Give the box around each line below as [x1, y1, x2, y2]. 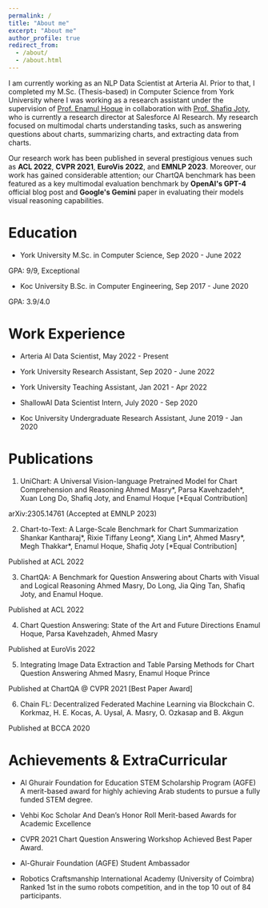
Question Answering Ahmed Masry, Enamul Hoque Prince [19, 668, 210, 678]
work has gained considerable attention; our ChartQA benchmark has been [8, 170, 256, 180]
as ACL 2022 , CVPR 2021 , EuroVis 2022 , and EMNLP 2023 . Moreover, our [8, 162, 257, 171]
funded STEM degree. [19, 794, 94, 804]
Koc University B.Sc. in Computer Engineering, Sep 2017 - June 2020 [19, 281, 250, 290]
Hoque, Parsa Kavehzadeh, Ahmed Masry [19, 629, 158, 638]
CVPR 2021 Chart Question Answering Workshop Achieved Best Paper [19, 834, 253, 844]
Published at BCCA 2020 [8, 723, 90, 733]
